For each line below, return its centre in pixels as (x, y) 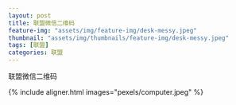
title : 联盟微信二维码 (42, 23)
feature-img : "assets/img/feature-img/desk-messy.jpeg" (103, 30)
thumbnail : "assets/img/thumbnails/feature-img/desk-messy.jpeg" (118, 38)
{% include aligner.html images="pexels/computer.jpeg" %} (106, 92)
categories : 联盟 (36, 52)
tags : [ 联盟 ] (29, 45)
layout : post (30, 16)
